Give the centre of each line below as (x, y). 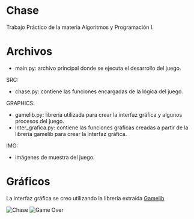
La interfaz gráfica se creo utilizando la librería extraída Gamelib (85, 198)
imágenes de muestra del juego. (55, 157)
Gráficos (28, 182)
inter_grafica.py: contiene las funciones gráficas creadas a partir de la (102, 128)
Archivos (29, 51)
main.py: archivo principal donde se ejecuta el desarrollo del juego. (98, 68)
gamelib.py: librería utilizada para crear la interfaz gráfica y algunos (99, 114)
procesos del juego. (39, 121)
